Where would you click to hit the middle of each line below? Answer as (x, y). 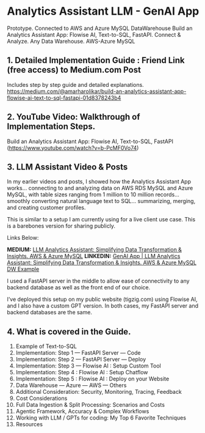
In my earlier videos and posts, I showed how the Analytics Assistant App (99, 182)
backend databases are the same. (49, 313)
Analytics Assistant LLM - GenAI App (103, 11)
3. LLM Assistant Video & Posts (67, 167)
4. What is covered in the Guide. (69, 331)
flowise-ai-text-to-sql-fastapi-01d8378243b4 (64, 98)
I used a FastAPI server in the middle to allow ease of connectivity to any (98, 281)
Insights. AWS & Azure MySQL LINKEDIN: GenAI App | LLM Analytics (94, 256)
